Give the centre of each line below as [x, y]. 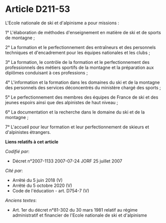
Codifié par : [17, 151]
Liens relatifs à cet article [32, 142]
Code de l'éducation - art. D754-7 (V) [51, 191]
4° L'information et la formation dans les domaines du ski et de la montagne [83, 82]
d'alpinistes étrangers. [28, 132]
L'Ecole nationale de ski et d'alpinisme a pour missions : [62, 23]
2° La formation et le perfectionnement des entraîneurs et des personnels [81, 47]
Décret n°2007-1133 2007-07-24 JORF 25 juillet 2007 [67, 161]
